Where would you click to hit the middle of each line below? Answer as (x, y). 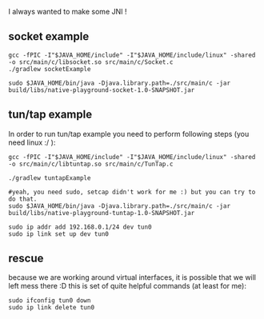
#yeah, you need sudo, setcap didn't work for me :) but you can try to (132, 192)
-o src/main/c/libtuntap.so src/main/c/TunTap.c (91, 164)
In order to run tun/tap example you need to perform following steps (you (129, 134)
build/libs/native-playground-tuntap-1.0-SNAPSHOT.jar (102, 213)
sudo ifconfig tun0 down (50, 301)
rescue (26, 259)
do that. (23, 199)
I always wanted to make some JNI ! (68, 12)
